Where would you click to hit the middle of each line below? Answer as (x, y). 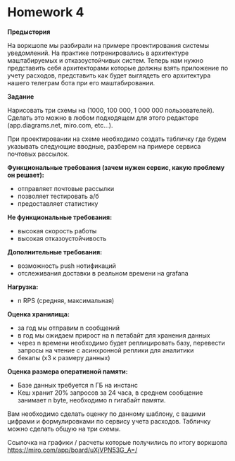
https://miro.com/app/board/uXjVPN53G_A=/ (72, 450)
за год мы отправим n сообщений (68, 328)
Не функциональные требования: (60, 217)
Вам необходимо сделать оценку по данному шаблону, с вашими (107, 414)
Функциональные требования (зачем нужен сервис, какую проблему (116, 167)
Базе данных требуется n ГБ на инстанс (78, 385)
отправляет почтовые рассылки (66, 188)
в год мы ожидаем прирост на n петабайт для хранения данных (114, 335)
